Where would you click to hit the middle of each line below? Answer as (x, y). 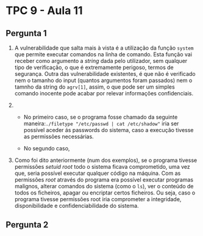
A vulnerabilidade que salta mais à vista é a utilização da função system (104, 48)
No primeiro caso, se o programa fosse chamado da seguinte (101, 117)
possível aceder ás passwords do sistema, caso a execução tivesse (109, 130)
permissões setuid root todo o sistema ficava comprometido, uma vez (102, 167)
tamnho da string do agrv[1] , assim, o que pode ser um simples (94, 87)
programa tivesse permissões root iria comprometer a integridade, (98, 199)
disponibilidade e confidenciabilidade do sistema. (77, 206)
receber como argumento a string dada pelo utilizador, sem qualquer (101, 61)
